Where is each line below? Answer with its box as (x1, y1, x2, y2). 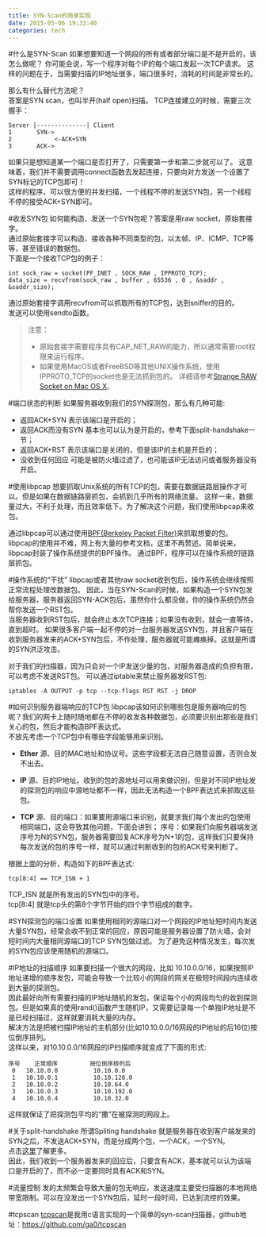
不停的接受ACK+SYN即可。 (8, 197, 97, 206)
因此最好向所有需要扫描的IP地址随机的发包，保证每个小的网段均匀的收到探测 (8, 993, 257, 1003)
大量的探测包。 (14, 983, 64, 992)
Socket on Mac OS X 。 (39, 382, 115, 391)
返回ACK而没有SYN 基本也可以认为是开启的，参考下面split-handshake (19, 426, 249, 435)
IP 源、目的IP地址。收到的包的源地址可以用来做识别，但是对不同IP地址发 (19, 776, 256, 785)
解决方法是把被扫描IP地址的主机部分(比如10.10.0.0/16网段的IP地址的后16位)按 (8, 1023, 258, 1032)
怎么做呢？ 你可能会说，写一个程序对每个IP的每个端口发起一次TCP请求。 (8, 59, 245, 68)
